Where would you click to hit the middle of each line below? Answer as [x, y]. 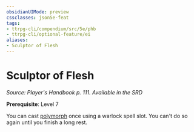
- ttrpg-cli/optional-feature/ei [48, 35]
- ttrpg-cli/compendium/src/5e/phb [51, 29]
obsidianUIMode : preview [38, 12]
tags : [13, 23]
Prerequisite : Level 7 [32, 104]
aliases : [17, 40]
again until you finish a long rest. [47, 122]
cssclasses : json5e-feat [38, 18]
